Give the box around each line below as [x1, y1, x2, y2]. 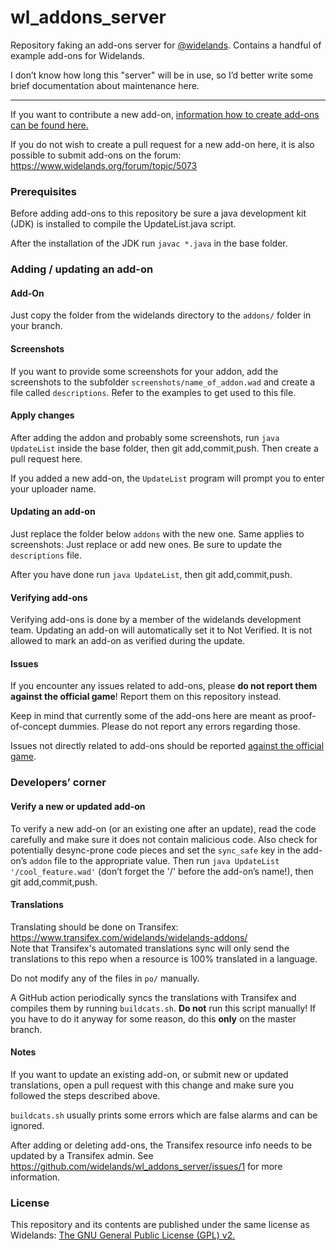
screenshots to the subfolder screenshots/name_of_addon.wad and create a [10, 376, 316, 388]
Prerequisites [10, 184, 77, 198]
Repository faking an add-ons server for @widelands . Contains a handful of [10, 39, 322, 51]
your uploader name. [10, 482, 97, 495]
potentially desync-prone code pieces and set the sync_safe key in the [10, 844, 301, 856]
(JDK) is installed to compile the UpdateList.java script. [10, 218, 237, 230]
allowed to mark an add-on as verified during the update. [10, 635, 246, 647]
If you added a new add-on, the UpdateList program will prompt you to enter [10, 472, 325, 484]
